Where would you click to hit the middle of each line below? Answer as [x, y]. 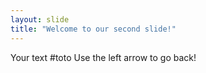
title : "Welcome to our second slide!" [93, 29]
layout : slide [40, 19]
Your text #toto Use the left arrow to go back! [103, 57]
